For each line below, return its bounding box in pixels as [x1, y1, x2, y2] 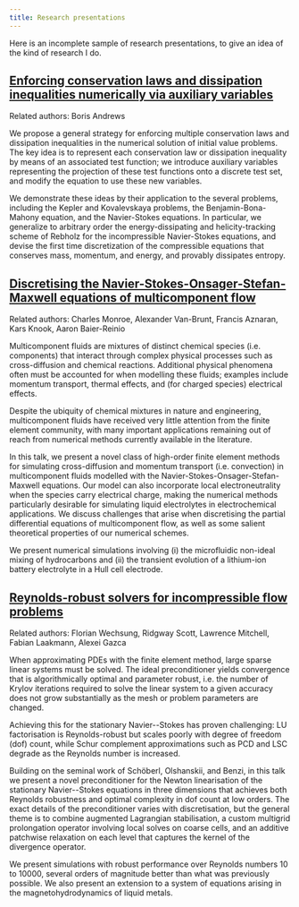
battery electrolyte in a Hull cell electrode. [9, 564, 163, 575]
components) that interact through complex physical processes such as [9, 350, 273, 361]
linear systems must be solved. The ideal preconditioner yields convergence [9, 664, 290, 675]
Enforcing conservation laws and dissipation [9, 73, 263, 89]
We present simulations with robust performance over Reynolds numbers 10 [9, 859, 288, 869]
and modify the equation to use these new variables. [9, 175, 203, 186]
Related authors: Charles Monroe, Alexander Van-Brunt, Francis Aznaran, [9, 314, 278, 325]
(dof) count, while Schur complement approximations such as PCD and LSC [9, 739, 288, 749]
